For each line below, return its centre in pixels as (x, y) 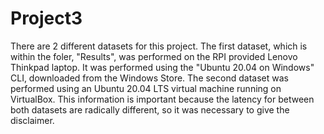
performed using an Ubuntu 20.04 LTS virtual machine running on (146, 88)
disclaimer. (32, 120)
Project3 (46, 18)
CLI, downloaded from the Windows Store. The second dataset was (149, 78)
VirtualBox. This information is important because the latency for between (162, 99)
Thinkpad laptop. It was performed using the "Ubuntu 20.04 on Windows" (162, 67)
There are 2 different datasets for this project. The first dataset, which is (159, 46)
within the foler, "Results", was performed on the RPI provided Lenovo (154, 56)
